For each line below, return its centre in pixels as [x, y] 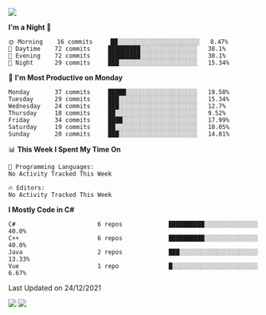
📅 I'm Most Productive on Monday [66, 77]
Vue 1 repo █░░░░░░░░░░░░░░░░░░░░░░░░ [133, 266]
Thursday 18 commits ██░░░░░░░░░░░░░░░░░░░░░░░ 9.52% [117, 113]
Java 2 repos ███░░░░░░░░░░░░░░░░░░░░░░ [133, 252]
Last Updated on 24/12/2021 [55, 288]
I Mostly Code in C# [41, 210]
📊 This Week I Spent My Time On [65, 149]
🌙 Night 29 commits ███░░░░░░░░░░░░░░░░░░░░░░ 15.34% [119, 63]
